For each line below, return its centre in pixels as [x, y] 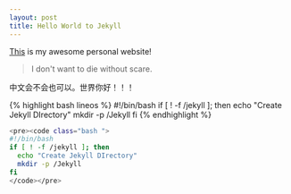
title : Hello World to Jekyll [66, 26]
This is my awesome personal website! [80, 51]
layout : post [33, 17]
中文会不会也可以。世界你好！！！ [72, 87]
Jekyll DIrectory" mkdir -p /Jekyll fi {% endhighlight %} [111, 114]
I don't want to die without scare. [91, 69]
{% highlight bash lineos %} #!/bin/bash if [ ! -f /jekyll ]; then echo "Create [146, 105]
